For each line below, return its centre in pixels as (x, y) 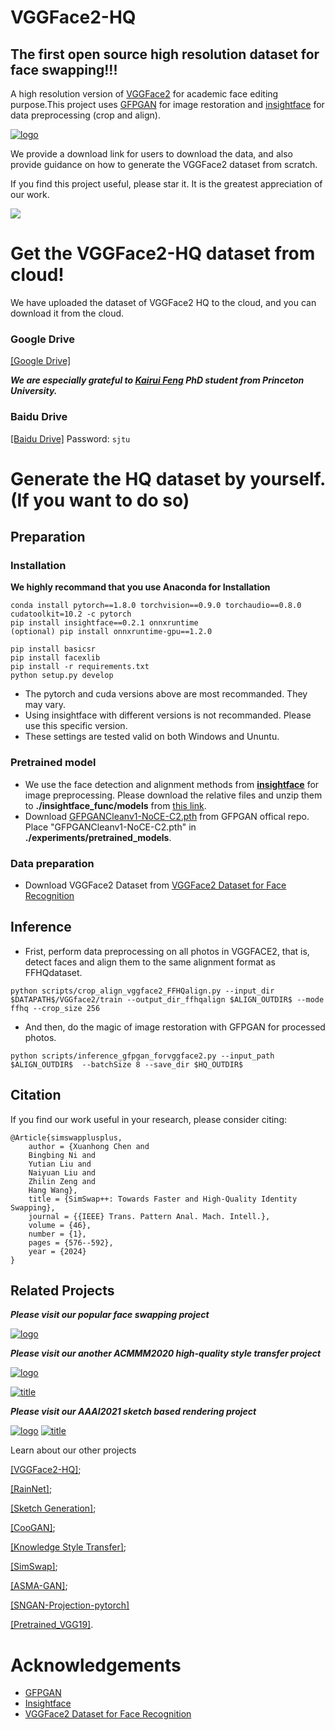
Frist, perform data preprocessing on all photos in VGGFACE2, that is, (167, 951)
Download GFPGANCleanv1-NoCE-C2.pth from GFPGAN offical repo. (167, 816)
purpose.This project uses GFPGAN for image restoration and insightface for (167, 104)
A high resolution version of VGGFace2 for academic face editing (144, 94)
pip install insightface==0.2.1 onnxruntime (104, 623)
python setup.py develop (62, 676)
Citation (36, 1095)
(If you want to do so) (100, 500)
